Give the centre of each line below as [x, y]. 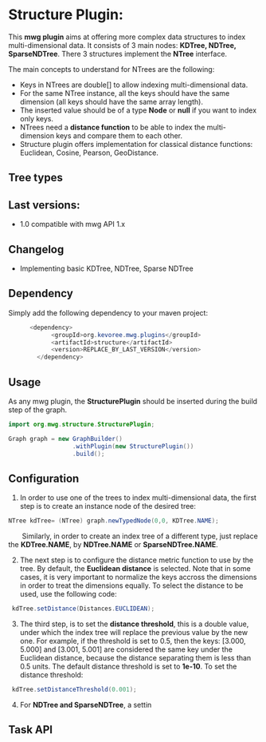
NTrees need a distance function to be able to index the [112, 127]
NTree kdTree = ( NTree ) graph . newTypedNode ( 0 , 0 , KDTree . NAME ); [113, 521]
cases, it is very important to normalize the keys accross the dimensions [138, 577]
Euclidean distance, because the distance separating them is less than [135, 658]
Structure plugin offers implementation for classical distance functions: [136, 144]
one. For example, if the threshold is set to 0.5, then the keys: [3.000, [133, 641]
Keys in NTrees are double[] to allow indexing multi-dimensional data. [134, 85]
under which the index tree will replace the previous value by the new [134, 633]
